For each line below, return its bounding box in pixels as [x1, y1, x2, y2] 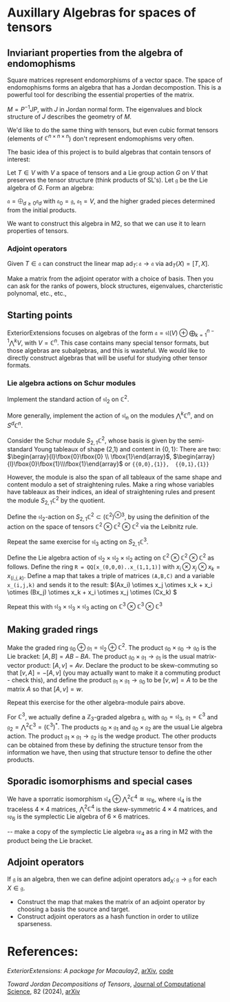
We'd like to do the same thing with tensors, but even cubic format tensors [7, 125, 219, 134]
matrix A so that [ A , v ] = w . [7, 684, 83, 693]
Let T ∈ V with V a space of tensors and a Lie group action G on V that [7, 169, 208, 177]
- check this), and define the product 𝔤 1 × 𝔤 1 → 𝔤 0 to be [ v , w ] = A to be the [7, 676, 218, 686]
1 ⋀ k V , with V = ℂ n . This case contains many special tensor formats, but [7, 338, 209, 347]
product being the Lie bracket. [7, 837, 93, 845]
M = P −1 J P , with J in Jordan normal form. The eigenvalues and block [7, 104, 202, 113]
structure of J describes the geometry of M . [7, 112, 132, 121]
